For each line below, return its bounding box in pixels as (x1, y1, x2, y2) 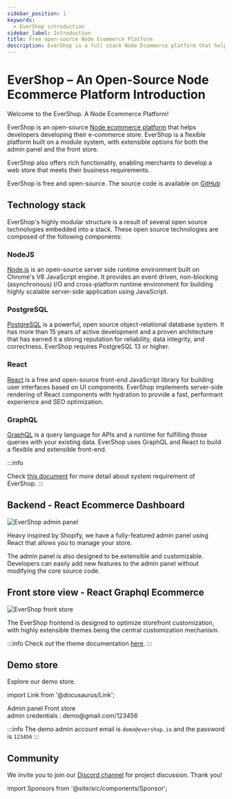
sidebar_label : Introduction (7, 29, 91, 37)
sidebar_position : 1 (7, 10, 67, 17)
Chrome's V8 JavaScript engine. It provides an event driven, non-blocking (7, 273, 219, 281)
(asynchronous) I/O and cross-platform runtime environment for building (7, 280, 213, 288)
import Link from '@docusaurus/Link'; (7, 691, 115, 699)
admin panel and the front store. (7, 145, 99, 153)
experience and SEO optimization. (7, 397, 104, 405)
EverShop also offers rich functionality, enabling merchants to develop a (7, 158, 213, 167)
